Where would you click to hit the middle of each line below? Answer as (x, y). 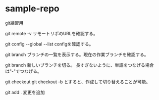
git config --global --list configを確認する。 (49, 44)
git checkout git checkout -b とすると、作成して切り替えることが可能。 (78, 82)
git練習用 (14, 23)
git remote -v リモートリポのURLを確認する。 (52, 33)
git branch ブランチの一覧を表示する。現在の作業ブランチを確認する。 (77, 54)
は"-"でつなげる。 (24, 71)
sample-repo (32, 9)
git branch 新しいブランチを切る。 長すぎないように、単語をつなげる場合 (79, 65)
